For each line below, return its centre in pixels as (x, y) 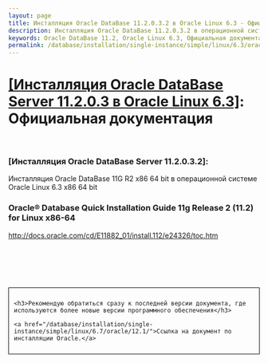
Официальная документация (111, 118)
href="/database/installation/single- (89, 324)
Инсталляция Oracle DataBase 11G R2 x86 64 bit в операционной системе (133, 179)
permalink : (26, 45)
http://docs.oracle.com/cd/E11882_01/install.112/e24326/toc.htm (113, 235)
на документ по (207, 331)
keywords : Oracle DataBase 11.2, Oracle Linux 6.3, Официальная (117, 38)
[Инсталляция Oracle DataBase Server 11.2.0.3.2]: (108, 161)
